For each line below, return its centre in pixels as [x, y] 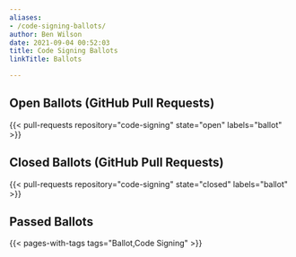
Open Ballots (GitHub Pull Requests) [112, 103]
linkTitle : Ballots [46, 59]
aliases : [26, 17]
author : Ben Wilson [46, 34]
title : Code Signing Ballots [64, 51]
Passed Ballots [52, 222]
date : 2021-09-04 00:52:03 [60, 43]
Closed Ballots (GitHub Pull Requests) [117, 163]
